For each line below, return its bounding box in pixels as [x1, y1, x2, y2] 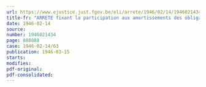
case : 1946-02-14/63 [6, 43, 59, 50]
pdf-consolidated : [6, 72, 53, 78]
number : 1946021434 [6, 32, 56, 38]
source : [6, 26, 26, 32]
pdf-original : [6, 66, 43, 72]
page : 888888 [6, 37, 40, 43]
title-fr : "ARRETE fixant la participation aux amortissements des [6, 15, 183, 21]
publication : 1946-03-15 [6, 49, 70, 55]
